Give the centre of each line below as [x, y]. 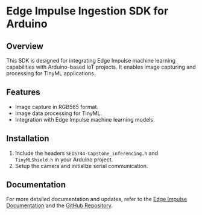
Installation [28, 139]
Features [23, 92]
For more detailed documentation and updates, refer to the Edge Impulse [97, 199]
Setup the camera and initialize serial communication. [81, 166]
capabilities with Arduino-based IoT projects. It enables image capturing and [101, 67]
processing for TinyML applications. [51, 73]
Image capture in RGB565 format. [56, 107]
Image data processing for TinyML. [58, 113]
